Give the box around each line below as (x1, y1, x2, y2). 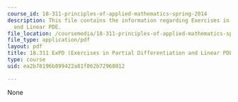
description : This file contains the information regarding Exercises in (7, 17, 230, 24)
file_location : (7, 30, 52, 37)
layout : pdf (7, 43, 42, 50)
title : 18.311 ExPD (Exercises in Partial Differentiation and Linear (7, 50, 220, 57)
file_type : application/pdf (7, 37, 91, 44)
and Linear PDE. (13, 23, 62, 30)
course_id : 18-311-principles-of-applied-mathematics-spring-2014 (7, 10, 208, 18)
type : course (7, 56, 46, 63)
